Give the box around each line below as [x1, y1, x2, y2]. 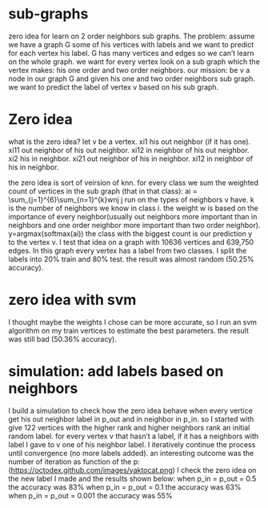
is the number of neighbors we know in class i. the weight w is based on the [8, 203, 258, 213]
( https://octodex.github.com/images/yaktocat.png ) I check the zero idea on [8, 465, 257, 474]
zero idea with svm [8, 291, 137, 309]
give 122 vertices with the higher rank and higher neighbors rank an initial [8, 422, 250, 432]
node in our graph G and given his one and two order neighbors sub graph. [8, 74, 256, 83]
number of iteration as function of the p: [8, 457, 140, 466]
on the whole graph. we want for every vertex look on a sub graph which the [8, 57, 260, 66]
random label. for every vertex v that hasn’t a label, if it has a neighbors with [8, 431, 259, 441]
